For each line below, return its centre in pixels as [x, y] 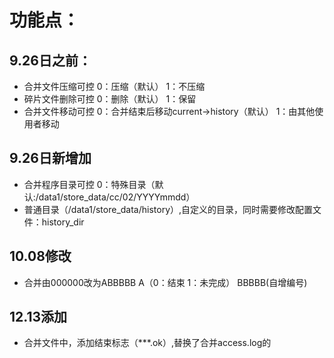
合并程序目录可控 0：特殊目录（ [89, 184]
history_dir [63, 222]
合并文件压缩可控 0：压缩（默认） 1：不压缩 [114, 86]
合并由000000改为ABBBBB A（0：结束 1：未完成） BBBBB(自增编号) [165, 282]
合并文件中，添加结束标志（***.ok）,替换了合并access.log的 [147, 343]
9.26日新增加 [50, 158]
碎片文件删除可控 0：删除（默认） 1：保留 [110, 99]
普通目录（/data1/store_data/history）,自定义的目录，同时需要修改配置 [168, 209]
